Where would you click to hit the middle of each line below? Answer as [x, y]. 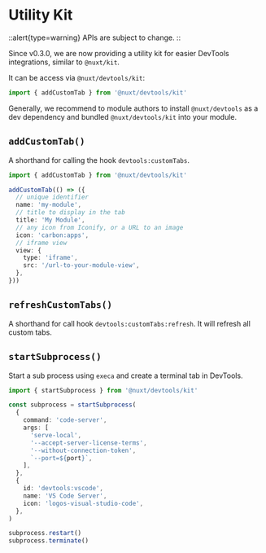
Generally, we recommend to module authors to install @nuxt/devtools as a [133, 108]
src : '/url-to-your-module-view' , [81, 266]
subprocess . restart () [45, 533]
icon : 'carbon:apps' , [52, 235]
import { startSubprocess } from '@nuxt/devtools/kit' [103, 390]
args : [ [36, 428]
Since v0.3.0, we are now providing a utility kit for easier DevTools [119, 53]
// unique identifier [52, 197]
